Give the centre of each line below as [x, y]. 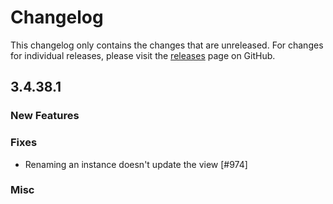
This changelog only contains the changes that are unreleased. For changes [167, 45]
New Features [45, 116]
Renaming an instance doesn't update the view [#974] [136, 164]
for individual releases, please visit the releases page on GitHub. [143, 55]
